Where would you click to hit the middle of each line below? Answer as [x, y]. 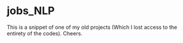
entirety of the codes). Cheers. [45, 33]
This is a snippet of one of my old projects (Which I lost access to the [92, 27]
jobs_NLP [31, 11]
